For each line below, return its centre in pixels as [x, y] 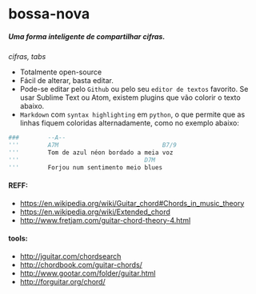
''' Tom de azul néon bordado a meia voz [91, 153]
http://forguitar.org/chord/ [62, 281]
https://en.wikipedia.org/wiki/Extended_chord [95, 212]
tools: [18, 238]
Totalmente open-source [61, 72]
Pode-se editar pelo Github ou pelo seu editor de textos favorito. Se [134, 89]
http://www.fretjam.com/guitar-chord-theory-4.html [105, 220]
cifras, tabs [27, 57]
